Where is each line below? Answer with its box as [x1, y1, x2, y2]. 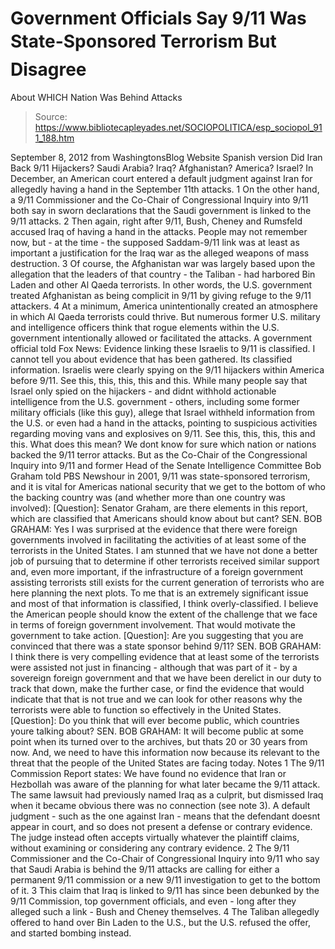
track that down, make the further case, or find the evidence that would [10, 682, 305, 694]
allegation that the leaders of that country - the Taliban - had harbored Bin [10, 268, 316, 280]
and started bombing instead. [10, 927, 132, 939]
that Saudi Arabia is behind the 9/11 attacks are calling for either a [10, 863, 280, 875]
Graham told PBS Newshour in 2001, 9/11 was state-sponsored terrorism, [10, 470, 311, 482]
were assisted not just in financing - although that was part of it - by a [10, 661, 298, 673]
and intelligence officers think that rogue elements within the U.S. [10, 321, 280, 333]
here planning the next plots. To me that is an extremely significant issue [10, 587, 309, 599]
